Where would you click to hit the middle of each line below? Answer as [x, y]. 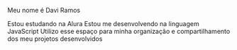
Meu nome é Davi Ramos [44, 10]
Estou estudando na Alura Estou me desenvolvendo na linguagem [104, 24]
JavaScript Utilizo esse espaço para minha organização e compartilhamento [119, 31]
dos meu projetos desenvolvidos [55, 39]
